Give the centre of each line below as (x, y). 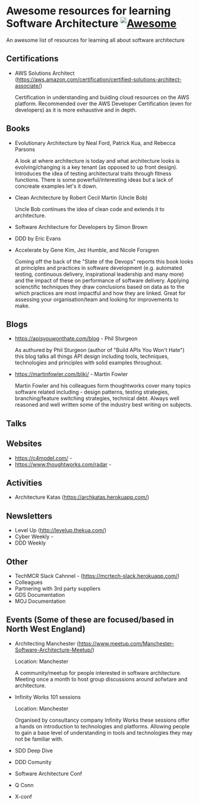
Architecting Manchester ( (47, 643)
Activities (24, 483)
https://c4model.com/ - (43, 458)
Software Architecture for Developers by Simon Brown (81, 227)
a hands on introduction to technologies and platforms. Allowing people (102, 726)
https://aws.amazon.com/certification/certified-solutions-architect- (99, 79)
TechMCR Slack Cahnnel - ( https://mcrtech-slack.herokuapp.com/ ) (97, 576)
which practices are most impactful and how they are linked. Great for (100, 293)
